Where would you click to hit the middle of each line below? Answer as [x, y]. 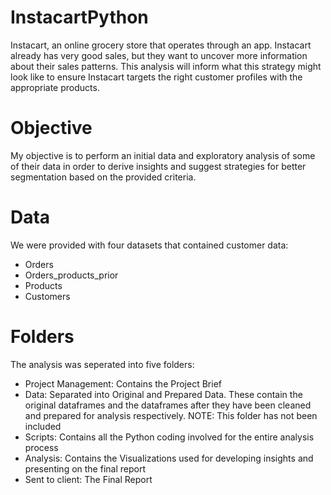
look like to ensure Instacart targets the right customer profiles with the [156, 77]
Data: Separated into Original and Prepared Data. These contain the [163, 394]
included [43, 426]
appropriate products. [55, 87]
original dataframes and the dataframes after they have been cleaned [168, 405]
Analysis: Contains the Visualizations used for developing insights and [169, 458]
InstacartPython [79, 17]
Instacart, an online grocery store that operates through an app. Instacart [161, 45]
